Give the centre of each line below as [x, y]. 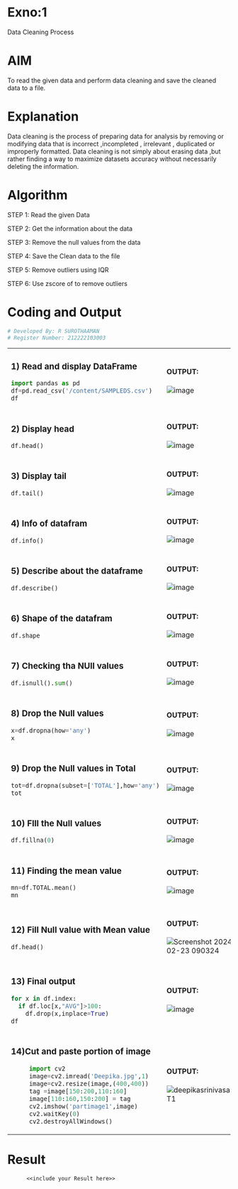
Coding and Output [64, 312]
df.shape [25, 635]
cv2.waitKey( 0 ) [54, 1114]
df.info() [27, 541]
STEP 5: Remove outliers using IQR [58, 270]
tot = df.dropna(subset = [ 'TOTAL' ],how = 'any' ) [85, 785]
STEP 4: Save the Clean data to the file [64, 256]
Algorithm [38, 195]
